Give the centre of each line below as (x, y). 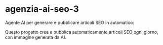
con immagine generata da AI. (36, 37)
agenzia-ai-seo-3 (42, 9)
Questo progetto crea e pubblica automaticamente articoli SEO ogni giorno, (82, 32)
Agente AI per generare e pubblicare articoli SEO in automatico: (70, 22)
